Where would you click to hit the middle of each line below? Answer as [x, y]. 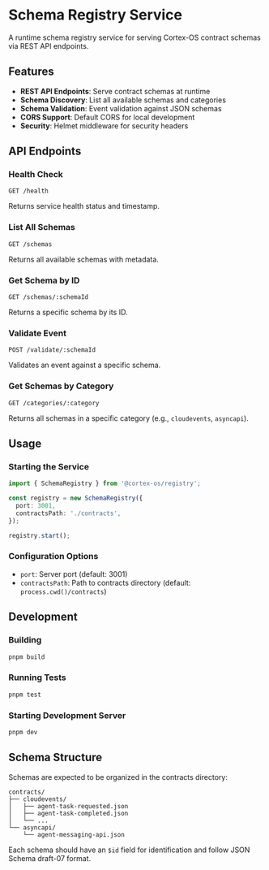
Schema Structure [56, 757]
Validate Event [38, 333]
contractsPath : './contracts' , [68, 513]
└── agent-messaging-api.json [74, 834]
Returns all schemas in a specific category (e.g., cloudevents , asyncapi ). [128, 418]
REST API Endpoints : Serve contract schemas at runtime [115, 91]
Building [25, 640]
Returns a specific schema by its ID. [68, 312]
